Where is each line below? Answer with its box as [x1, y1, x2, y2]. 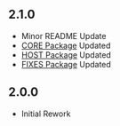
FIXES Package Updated [20, 59, 112, 69]
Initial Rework [20, 108, 71, 119]
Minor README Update [20, 30, 107, 41]
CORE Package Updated [20, 40, 111, 51]
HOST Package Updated [20, 49, 112, 60]
